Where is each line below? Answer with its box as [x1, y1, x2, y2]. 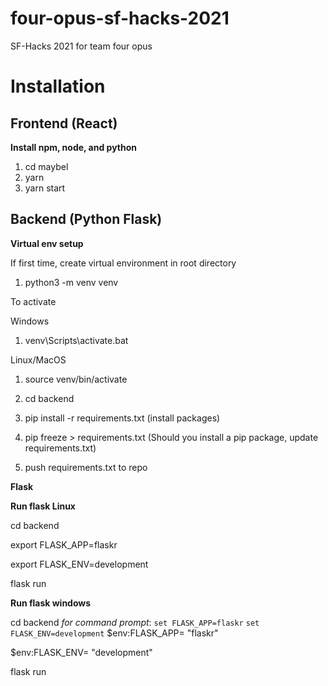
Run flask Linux [10, 500, 76, 512]
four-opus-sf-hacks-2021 [10, 7, 230, 30]
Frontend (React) [10, 115, 118, 132]
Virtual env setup [10, 237, 84, 249]
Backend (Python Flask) [10, 211, 163, 228]
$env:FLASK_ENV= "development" [10, 646, 153, 658]
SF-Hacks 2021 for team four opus [10, 40, 153, 52]
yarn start [24, 182, 66, 194]
